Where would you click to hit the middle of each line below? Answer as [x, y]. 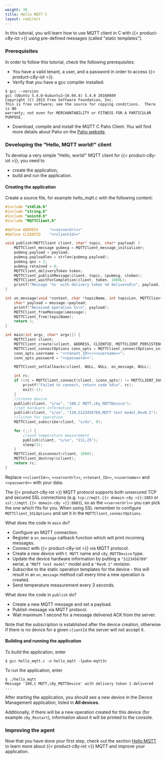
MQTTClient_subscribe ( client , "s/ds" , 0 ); [58, 422]
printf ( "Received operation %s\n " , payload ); [62, 307]
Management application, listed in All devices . [52, 702]
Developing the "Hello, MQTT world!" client [59, 144]
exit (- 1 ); [33, 390]
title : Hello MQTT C [26, 14]
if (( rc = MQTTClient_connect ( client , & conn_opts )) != [72, 380]
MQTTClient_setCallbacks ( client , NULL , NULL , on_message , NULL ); [83, 367]
